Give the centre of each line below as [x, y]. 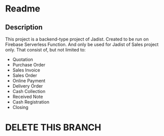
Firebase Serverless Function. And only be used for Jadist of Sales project [82, 44]
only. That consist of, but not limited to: [46, 50]
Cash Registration [31, 102]
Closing [20, 107]
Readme [23, 9]
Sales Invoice [26, 70]
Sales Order [25, 75]
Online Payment [29, 81]
